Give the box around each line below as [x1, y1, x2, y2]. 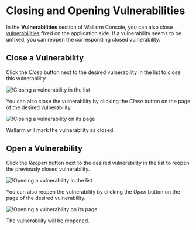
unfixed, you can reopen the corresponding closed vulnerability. [6, 36, 161, 43]
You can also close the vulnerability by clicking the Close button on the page [6, 97, 191, 104]
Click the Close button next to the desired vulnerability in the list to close [6, 69, 181, 76]
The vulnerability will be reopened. [6, 217, 90, 224]
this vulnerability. [6, 75, 47, 82]
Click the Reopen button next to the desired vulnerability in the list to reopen [6, 159, 190, 166]
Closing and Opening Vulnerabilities [6, 4, 185, 18]
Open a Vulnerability [6, 144, 83, 154]
